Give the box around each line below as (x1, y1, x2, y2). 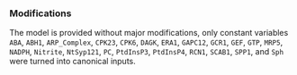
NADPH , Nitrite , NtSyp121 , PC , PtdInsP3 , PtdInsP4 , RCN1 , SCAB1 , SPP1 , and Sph (9, 46, 284, 57)
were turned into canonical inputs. (9, 56, 137, 67)
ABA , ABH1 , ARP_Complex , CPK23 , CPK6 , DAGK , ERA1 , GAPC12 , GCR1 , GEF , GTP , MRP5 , (9, 37, 283, 47)
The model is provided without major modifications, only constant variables (9, 28, 289, 38)
